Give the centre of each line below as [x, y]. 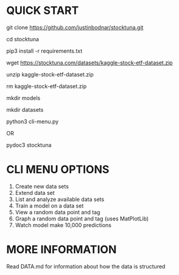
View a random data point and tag [58, 212]
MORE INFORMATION [61, 250]
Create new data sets [42, 186]
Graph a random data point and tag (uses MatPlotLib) [82, 219]
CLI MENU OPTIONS [58, 170]
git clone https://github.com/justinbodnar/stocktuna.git [75, 27]
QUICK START [43, 11]
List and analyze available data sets [60, 199]
